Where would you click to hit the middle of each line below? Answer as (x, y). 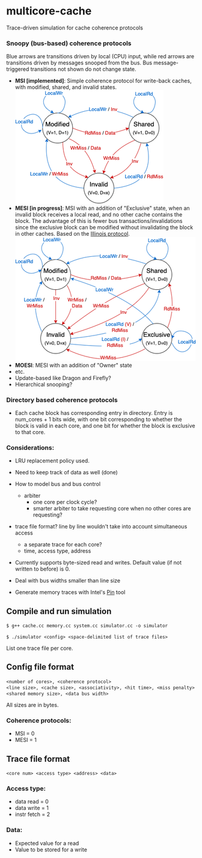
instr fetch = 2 (32, 814)
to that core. (30, 432)
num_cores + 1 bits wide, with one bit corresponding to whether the (98, 419)
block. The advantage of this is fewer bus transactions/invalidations (99, 221)
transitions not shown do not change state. (83, 69)
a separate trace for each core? (63, 545)
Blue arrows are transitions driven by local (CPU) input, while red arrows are (100, 57)
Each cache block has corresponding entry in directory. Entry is (94, 412)
